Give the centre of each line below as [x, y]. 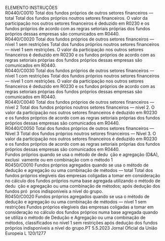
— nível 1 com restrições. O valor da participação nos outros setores [74, 81]
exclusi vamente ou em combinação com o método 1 [59, 160]
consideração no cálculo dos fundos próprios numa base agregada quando [82, 212]
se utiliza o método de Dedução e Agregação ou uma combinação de [75, 218]
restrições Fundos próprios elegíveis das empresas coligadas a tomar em [80, 207]
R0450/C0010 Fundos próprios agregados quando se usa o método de [77, 165]
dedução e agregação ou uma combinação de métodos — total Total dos [79, 170]
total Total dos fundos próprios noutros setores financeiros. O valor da [76, 18]
